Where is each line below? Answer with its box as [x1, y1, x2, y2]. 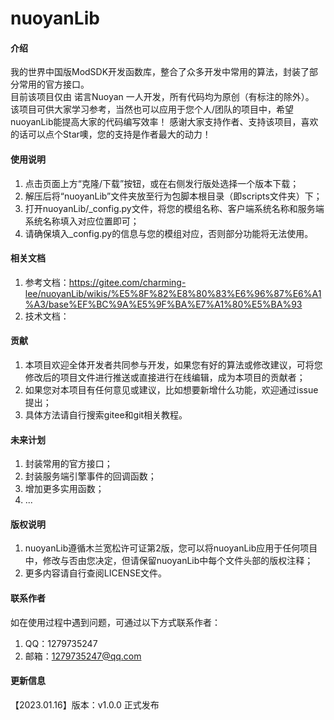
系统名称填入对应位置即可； [24, 215, 140, 227]
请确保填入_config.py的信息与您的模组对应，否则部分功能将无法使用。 [24, 227, 314, 239]
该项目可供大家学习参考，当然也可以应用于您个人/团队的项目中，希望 [10, 103, 295, 116]
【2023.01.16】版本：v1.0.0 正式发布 [10, 698, 160, 711]
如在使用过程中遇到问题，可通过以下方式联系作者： [10, 616, 221, 628]
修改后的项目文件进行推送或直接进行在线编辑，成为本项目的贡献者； [24, 372, 306, 383]
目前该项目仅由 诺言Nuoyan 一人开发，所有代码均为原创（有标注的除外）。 [10, 91, 315, 103]
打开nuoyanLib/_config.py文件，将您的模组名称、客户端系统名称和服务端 [24, 202, 325, 214]
